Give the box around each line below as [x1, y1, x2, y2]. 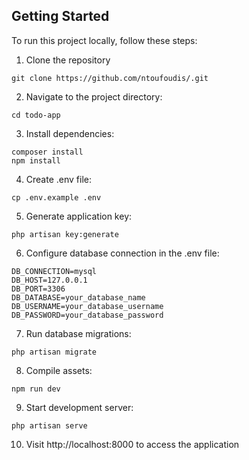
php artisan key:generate [11, 229, 119, 239]
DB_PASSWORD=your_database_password [11, 310, 164, 320]
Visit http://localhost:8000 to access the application [25, 438, 240, 450]
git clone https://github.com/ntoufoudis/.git [11, 73, 209, 83]
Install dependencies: [25, 127, 115, 139]
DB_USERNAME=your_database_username [11, 301, 164, 311]
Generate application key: [25, 210, 133, 222]
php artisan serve [11, 420, 88, 431]
